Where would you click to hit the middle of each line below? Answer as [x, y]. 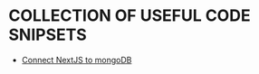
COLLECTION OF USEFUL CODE [129, 16]
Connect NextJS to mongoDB [77, 60]
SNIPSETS [48, 35]
